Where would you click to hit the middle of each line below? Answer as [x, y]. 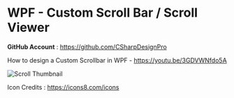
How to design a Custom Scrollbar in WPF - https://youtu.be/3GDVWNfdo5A [117, 60]
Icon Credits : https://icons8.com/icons [63, 87]
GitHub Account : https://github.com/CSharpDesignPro [87, 47]
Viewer [29, 27]
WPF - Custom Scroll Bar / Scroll [102, 13]
